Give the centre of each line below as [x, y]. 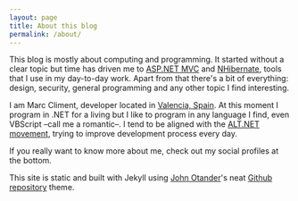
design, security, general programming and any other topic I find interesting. [149, 88]
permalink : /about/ [46, 34]
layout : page [33, 17]
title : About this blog [54, 26]
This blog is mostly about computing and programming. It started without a [147, 60]
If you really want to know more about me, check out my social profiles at [144, 151]
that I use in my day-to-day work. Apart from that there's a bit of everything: [149, 79]
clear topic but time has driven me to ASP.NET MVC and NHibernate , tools [146, 69]
